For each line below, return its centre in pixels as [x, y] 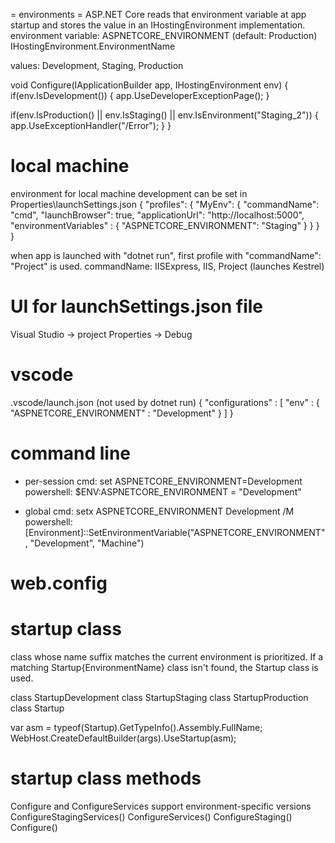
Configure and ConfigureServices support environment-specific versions [161, 806]
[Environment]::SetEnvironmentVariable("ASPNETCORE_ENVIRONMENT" [175, 532]
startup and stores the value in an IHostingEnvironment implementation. [158, 25]
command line [71, 453]
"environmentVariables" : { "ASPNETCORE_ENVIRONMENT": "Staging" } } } [165, 225]
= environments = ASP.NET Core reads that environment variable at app [158, 14]
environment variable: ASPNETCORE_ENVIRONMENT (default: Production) [164, 35]
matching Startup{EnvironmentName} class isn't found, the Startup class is [164, 667]
